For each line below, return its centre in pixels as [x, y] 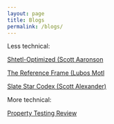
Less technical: [29, 46]
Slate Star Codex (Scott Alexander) [57, 87]
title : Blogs [26, 20]
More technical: [29, 100]
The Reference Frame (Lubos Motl [56, 73]
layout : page [26, 14]
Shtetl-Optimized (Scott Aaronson [55, 60]
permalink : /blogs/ [35, 26]
